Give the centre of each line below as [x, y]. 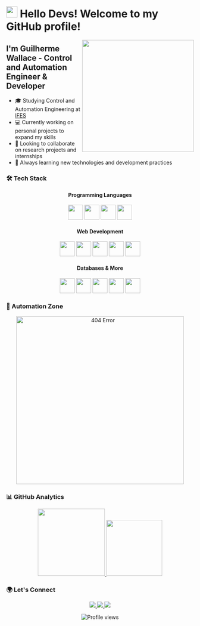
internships [29, 156]
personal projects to [39, 131]
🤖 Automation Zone [35, 306]
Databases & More [100, 268]
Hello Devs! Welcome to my [89, 14]
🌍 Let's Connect [31, 590]
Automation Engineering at [47, 109]
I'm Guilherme [33, 49]
